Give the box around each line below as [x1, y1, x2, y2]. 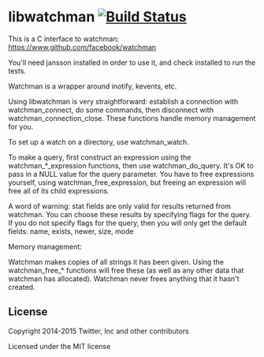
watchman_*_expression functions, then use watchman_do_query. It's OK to [8, 160, 254, 170]
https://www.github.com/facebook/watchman [8, 42, 156, 51]
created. [8, 282, 35, 291]
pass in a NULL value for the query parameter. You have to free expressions [8, 169, 255, 178]
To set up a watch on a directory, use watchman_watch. [8, 137, 189, 146]
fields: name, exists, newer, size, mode [8, 226, 134, 236]
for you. [8, 122, 34, 131]
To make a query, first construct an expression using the [8, 152, 191, 162]
